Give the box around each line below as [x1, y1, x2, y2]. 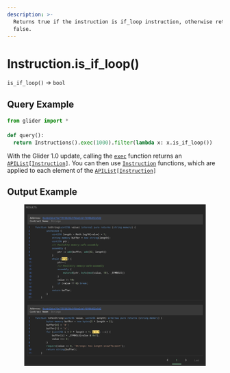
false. [13, 25, 32, 32]
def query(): [7, 132, 44, 139]
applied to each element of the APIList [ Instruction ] [7, 166, 157, 174]
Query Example [7, 98, 75, 110]
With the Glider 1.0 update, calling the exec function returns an [7, 152, 183, 160]
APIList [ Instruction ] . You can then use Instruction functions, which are [7, 158, 216, 167]
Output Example [7, 186, 77, 198]
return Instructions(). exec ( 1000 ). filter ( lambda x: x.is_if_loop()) [13, 139, 213, 146]
